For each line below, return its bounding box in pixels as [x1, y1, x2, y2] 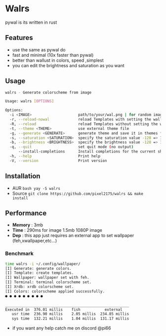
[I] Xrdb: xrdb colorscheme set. [5, 285, 74, 290]
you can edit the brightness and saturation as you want [12, 62, 124, 68]
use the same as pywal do [12, 46, 66, 52]
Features [5, 34, 33, 42]
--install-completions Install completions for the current [18, 149, 156, 154]
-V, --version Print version [9, 158, 107, 163]
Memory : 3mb [12, 222, 43, 228]
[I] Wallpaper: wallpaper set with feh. [5, 275, 90, 280]
